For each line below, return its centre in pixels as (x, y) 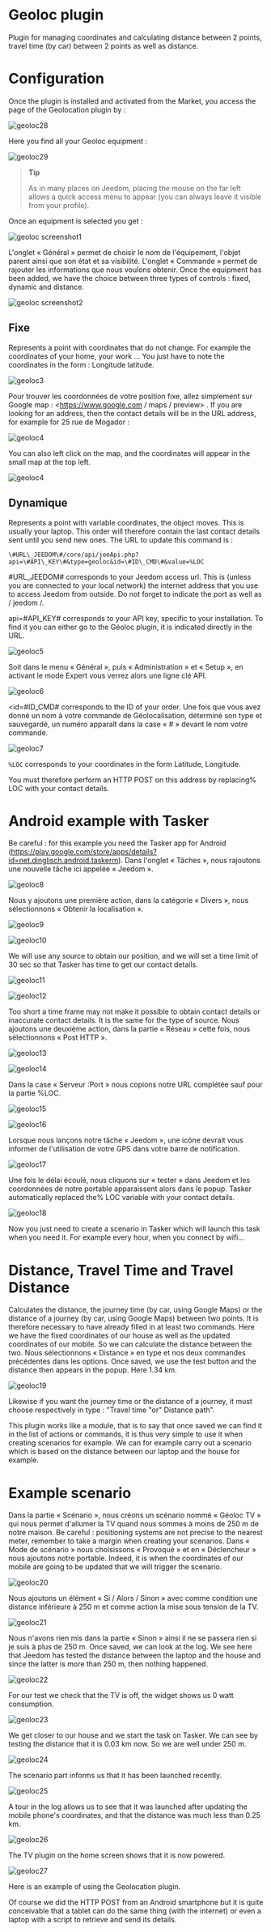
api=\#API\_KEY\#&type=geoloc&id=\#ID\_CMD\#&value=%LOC (106, 562)
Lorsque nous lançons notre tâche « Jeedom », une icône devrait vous (126, 1140)
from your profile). (59, 205)
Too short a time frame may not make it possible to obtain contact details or (134, 1012)
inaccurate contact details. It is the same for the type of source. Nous (124, 1020)
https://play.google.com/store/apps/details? (84, 852)
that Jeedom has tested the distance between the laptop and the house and (135, 1655)
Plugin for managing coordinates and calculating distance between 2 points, (135, 37)
